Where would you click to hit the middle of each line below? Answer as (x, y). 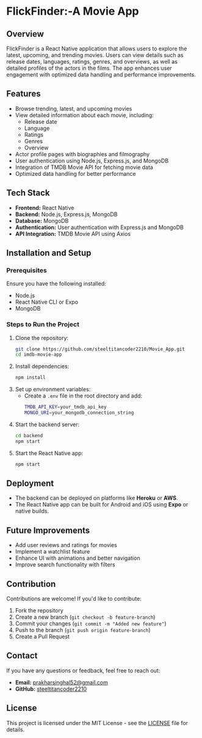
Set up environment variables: (53, 390)
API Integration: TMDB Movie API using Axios (73, 233)
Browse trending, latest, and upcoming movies (74, 108)
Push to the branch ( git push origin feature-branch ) (83, 630)
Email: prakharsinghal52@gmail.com (61, 682)
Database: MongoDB (42, 220)
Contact (22, 656)
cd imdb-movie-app (38, 355)
